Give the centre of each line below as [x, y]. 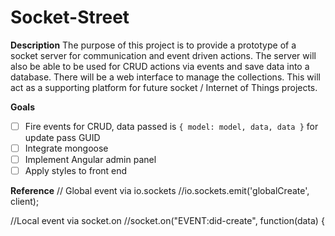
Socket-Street [70, 17]
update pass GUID [62, 137]
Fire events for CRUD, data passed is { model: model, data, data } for [171, 126]
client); [25, 202]
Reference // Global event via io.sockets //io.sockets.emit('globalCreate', [160, 191]
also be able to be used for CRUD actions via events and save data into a [160, 66]
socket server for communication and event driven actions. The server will [163, 55]
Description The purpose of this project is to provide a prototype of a [153, 45]
